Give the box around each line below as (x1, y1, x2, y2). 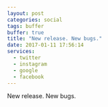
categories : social (7, 16, 63, 23)
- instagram (13, 61, 48, 67)
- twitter (13, 55, 41, 61)
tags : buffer (7, 22, 44, 29)
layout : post (7, 10, 44, 17)
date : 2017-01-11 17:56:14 (7, 42, 84, 48)
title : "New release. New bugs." (7, 35, 103, 42)
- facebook (13, 73, 44, 80)
